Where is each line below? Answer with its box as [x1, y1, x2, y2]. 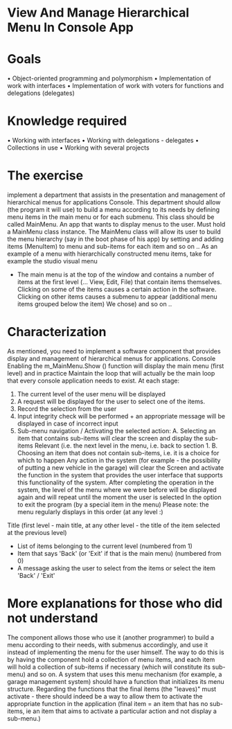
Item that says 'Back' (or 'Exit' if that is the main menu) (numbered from [17, 549, 222, 557]
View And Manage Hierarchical [7, 5, 190, 21]
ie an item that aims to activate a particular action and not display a [26, 707, 217, 715]
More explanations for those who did [7, 596, 223, 611]
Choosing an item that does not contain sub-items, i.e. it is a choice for [17, 448, 220, 457]
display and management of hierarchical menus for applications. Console [7, 354, 216, 362]
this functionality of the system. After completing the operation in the [17, 478, 215, 486]
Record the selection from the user [17, 404, 117, 413]
